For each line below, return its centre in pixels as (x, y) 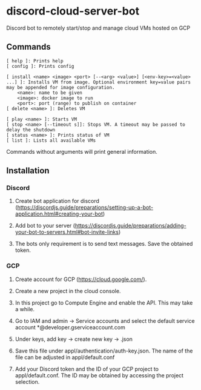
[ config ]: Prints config (40, 66)
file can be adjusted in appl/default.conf (65, 357)
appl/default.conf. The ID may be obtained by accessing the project (99, 375)
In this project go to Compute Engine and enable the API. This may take (104, 302)
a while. (25, 309)
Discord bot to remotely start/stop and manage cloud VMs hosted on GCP (98, 28)
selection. (27, 382)
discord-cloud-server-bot (73, 11)
